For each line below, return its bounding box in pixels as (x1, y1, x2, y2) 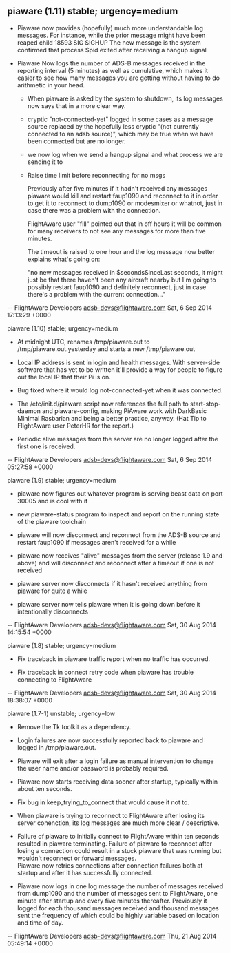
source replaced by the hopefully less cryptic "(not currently (27, 122, 200, 130)
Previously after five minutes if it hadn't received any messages (27, 184, 208, 192)
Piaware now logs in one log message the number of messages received (17, 881, 224, 890)
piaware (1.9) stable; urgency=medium (7, 476, 116, 484)
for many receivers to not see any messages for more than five (27, 227, 206, 235)
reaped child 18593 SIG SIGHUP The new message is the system (17, 38, 201, 47)
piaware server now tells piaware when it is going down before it (17, 600, 201, 608)
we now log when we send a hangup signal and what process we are (27, 150, 224, 158)
